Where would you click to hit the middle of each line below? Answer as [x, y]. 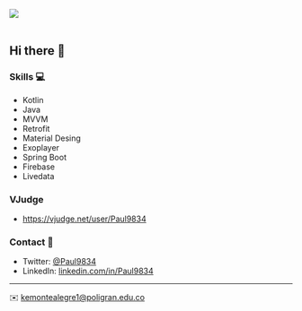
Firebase [39, 167]
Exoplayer [41, 147]
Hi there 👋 [37, 51]
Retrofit [36, 128]
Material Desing [51, 138]
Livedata [38, 176]
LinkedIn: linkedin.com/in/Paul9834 [88, 271]
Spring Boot [44, 157]
